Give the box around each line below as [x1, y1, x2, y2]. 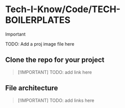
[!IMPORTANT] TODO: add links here [17, 97, 95, 103]
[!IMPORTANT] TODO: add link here [17, 69, 92, 75]
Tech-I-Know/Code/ [5, 4, 92, 15]
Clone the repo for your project [5, 56, 105, 64]
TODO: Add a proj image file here [5, 41, 74, 47]
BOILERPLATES [5, 14, 71, 26]
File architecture [5, 84, 58, 92]
